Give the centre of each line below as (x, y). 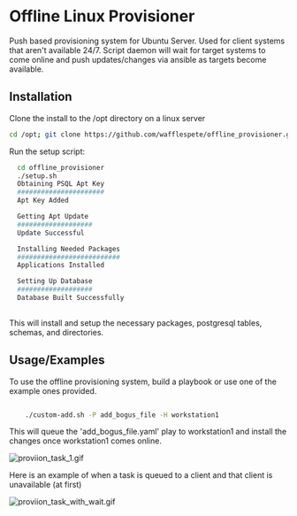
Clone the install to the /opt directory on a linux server (107, 118)
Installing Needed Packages (69, 249)
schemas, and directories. (57, 332)
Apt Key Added (43, 201)
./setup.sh (37, 176)
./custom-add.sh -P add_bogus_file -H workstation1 (122, 415)
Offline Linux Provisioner (102, 16)
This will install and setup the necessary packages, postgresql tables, (136, 323)
